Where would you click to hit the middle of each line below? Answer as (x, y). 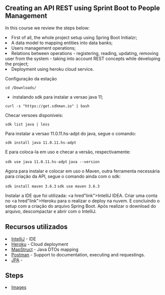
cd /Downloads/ (21, 88)
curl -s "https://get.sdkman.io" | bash (48, 106)
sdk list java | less (27, 124)
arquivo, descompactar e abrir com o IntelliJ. (51, 211)
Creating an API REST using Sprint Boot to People (82, 8)
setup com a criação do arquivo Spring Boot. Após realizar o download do (81, 206)
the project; (17, 63)
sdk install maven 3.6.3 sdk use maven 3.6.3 (53, 186)
